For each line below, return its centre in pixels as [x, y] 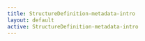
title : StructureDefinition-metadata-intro [71, 14]
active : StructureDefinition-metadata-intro [73, 26]
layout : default [31, 20]
